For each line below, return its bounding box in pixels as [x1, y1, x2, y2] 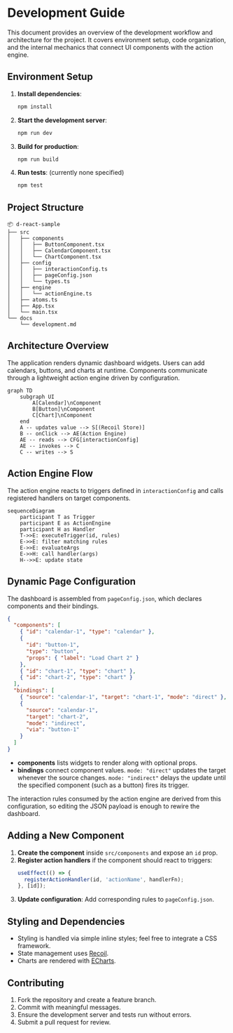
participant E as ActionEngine [20, 520, 111, 527]
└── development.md [20, 321, 77, 328]
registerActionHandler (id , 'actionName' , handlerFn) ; [24, 876, 184, 883]
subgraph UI [20, 393, 55, 400]
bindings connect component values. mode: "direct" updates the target [17, 765, 226, 774]
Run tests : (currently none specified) [17, 169, 125, 177]
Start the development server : [17, 116, 107, 124]
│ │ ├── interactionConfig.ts [7, 265, 108, 273]
